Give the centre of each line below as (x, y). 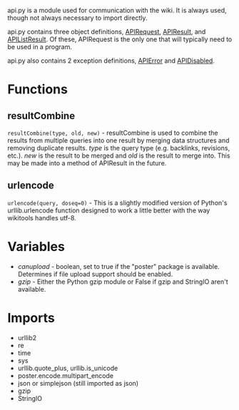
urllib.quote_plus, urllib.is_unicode (68, 368)
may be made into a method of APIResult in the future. (87, 163)
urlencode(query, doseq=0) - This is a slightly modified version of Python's (117, 203)
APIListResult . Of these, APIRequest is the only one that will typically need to (120, 39)
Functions (37, 89)
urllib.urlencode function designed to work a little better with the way (109, 210)
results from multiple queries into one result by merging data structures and (118, 140)
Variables (36, 247)
